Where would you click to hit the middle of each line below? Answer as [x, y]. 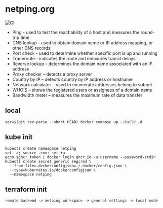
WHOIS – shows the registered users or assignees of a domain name [82, 90]
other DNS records [31, 48]
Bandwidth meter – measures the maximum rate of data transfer [77, 95]
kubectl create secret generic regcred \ [48, 161]
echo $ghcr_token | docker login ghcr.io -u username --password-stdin [80, 157]
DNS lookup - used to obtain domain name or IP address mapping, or [82, 42]
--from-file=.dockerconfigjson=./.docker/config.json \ [68, 166]
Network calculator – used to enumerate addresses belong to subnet [82, 84]
